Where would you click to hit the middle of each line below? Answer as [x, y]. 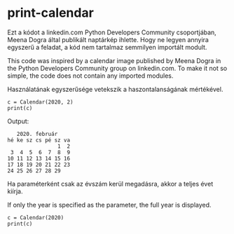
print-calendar [51, 13]
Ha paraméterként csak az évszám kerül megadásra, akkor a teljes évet [110, 184]
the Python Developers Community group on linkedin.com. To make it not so [117, 68]
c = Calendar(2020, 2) [40, 102]
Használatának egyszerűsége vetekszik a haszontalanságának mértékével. [115, 89]
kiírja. [15, 191]
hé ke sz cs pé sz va [39, 140]
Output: [18, 121]
